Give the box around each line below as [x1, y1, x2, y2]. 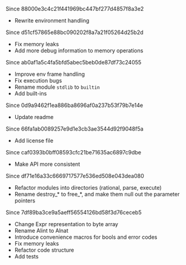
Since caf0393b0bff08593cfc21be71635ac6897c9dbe [5, 149, 142, 156]
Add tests [14, 253, 39, 260]
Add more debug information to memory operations [14, 47, 144, 54]
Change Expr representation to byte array [14, 221, 119, 227]
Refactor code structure [14, 246, 75, 253]
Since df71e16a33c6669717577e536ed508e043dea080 [5, 173, 144, 179]
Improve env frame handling [14, 71, 85, 78]
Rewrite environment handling [14, 17, 90, 24]
